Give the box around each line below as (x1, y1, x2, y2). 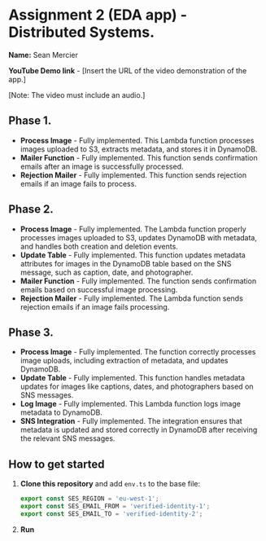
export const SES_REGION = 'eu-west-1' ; (20, 495, 159, 503)
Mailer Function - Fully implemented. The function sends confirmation (20, 275, 257, 286)
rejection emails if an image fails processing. (20, 301, 170, 311)
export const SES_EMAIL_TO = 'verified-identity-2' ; (20, 509, 203, 518)
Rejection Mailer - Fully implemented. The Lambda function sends (20, 293, 244, 303)
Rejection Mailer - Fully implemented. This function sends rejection (20, 169, 246, 180)
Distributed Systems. (8, 23, 155, 42)
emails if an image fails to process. (20, 178, 137, 188)
